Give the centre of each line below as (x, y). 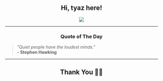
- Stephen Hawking (37, 52)
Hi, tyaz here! (81, 8)
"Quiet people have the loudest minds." (56, 47)
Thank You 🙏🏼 (81, 72)
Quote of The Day (81, 36)
